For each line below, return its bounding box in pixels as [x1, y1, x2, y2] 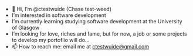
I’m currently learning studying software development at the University [11, 18, 183, 24]
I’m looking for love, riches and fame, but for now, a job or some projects [11, 30, 187, 37]
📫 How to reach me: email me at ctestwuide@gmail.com [11, 43, 150, 50]
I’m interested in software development [11, 12, 107, 19]
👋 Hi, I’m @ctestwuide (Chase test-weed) [11, 6, 112, 12]
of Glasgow [11, 24, 40, 31]
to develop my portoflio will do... [11, 37, 90, 43]
